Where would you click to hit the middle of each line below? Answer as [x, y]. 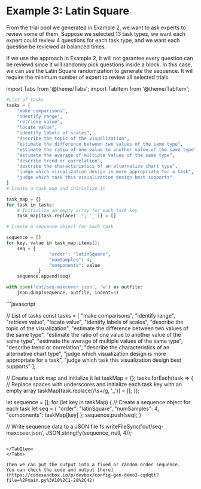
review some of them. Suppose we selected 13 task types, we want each [96, 33]
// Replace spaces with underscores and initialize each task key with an [94, 384]
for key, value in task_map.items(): [53, 243]
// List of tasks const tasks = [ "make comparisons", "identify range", [91, 315]
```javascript [21, 304]
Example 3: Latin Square [68, 11]
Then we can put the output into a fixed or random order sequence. [93, 465]
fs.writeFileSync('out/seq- [132, 426]
